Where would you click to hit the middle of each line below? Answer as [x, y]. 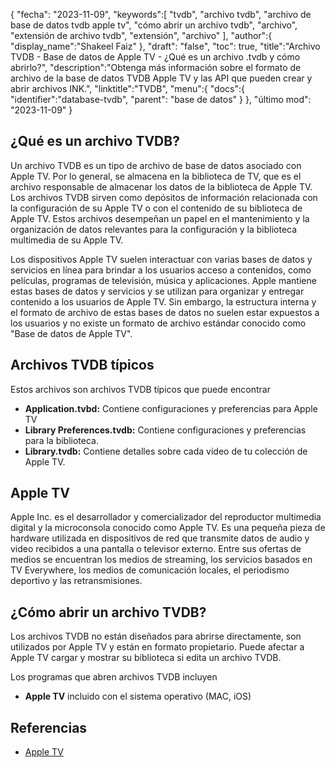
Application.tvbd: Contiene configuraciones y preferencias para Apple [171, 408]
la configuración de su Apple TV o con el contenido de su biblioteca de [156, 208]
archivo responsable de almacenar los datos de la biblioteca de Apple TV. [161, 186]
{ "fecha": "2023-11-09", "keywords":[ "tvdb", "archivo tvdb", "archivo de [161, 14]
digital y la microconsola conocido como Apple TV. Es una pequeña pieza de [168, 528]
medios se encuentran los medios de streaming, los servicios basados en [161, 560]
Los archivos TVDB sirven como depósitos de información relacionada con [164, 197]
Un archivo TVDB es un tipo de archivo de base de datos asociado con [156, 165]
